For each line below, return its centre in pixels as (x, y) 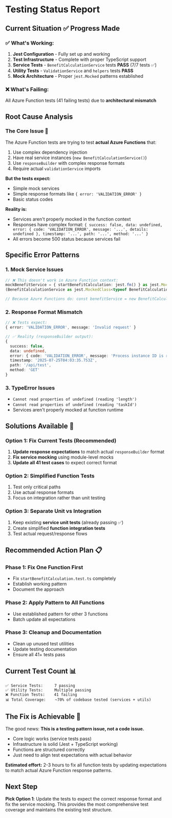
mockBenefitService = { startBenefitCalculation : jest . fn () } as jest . (83, 285)
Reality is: (16, 209)
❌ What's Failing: (27, 89)
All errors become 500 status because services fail (67, 239)
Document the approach (38, 589)
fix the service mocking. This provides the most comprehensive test (77, 804)
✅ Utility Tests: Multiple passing (48, 690)
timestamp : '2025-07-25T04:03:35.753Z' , (53, 360)
